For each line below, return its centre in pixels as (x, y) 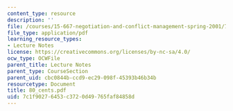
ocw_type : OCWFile (34, 59)
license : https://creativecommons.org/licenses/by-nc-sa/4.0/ (99, 52)
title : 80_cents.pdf (37, 90)
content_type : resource (42, 13)
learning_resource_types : (44, 39)
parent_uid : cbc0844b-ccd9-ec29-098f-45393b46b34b (82, 78)
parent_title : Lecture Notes (49, 65)
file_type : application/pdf (48, 33)
